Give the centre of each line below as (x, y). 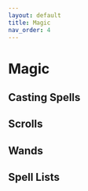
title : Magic (29, 23)
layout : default (35, 15)
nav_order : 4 (29, 30)
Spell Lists (34, 177)
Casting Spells (44, 97)
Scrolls (26, 124)
